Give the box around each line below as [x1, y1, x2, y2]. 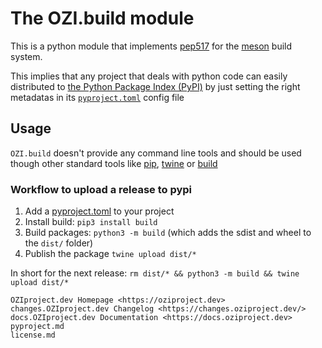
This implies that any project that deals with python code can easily [10, 70, 288, 82]
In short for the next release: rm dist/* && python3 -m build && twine [10, 267, 300, 279]
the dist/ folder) [24, 237, 94, 249]
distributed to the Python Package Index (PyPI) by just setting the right [10, 80, 301, 92]
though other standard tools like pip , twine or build [10, 157, 218, 169]
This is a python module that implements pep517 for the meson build [10, 40, 293, 52]
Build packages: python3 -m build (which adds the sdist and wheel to [24, 227, 312, 239]
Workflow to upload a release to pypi [10, 182, 193, 196]
